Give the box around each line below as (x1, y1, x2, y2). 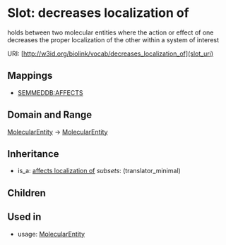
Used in (7, 211, 42, 223)
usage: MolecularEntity (17, 230, 85, 238)
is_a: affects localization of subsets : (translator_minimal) (17, 167, 182, 175)
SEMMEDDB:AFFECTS (17, 88, 83, 96)
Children (7, 187, 46, 199)
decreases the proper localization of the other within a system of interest (7, 35, 220, 44)
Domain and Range (7, 109, 93, 121)
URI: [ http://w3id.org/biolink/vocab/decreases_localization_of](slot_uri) (7, 49, 214, 58)
